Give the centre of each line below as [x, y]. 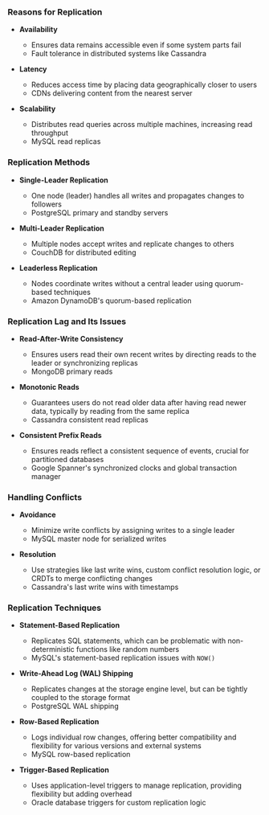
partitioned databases [67, 459]
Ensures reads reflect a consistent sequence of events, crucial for [140, 451]
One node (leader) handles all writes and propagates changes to [138, 195]
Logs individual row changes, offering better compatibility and [134, 737]
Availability [38, 30]
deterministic [53, 649]
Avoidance [38, 515]
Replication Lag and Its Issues [67, 321]
